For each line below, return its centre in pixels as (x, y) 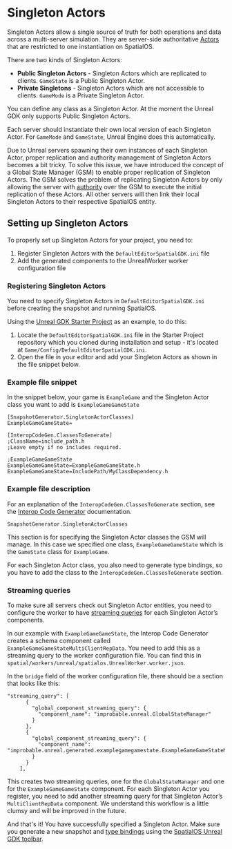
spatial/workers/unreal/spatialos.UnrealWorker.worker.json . (96, 662)
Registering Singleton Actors (57, 286)
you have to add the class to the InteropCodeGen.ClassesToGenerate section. (115, 572)
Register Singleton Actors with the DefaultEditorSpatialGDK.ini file (113, 253)
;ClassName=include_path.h (46, 441)
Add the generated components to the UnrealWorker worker (103, 260)
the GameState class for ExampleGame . (58, 551)
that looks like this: (34, 683)
